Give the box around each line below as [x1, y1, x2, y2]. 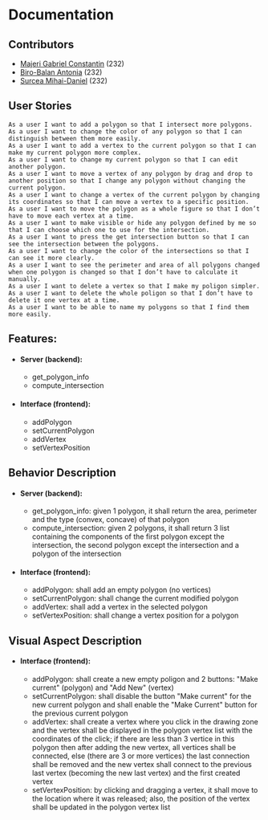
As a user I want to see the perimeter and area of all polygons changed [8, 261, 261, 269]
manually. [8, 275, 42, 283]
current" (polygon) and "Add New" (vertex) [31, 683, 174, 692]
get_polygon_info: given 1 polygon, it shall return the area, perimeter [31, 506, 258, 516]
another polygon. [8, 162, 67, 170]
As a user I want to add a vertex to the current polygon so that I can [8, 141, 257, 149]
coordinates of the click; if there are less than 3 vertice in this [31, 734, 235, 744]
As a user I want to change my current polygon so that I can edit [8, 155, 239, 164]
